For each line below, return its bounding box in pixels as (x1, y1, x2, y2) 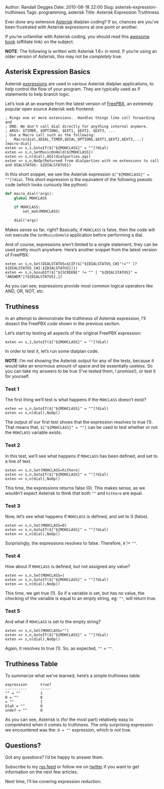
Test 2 (5, 442, 21, 448)
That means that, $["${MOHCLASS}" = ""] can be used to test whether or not (5, 424, 158, 430)
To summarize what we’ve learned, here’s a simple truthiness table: (5, 673, 141, 679)
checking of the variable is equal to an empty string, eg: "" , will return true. (5, 596, 157, 602)
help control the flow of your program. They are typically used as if (5, 86, 140, 92)
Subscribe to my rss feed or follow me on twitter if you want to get (5, 764, 139, 770)
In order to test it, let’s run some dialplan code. (5, 348, 99, 354)
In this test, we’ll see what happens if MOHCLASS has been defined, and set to (5, 453, 158, 459)
